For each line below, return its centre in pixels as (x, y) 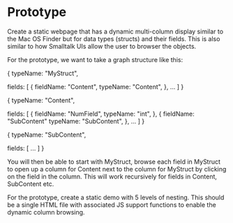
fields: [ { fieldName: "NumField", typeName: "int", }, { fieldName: (101, 114)
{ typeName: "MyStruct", (43, 73)
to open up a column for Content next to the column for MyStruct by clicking (117, 169)
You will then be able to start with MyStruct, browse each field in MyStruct (114, 162)
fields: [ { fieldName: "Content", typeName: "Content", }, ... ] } (96, 86)
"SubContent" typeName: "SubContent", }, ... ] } (76, 121)
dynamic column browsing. (46, 212)
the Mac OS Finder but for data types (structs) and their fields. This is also (114, 38)
